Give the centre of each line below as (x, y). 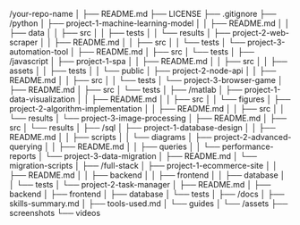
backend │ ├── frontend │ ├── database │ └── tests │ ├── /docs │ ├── (147, 194)
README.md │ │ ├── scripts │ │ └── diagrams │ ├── (111, 137)
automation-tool (39, 52)
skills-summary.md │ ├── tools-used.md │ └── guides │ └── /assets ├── (149, 204)
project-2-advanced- (253, 137)
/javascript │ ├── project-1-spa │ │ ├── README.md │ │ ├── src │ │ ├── (149, 61)
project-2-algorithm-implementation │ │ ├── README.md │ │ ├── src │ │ (147, 108)
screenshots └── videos (55, 213)
